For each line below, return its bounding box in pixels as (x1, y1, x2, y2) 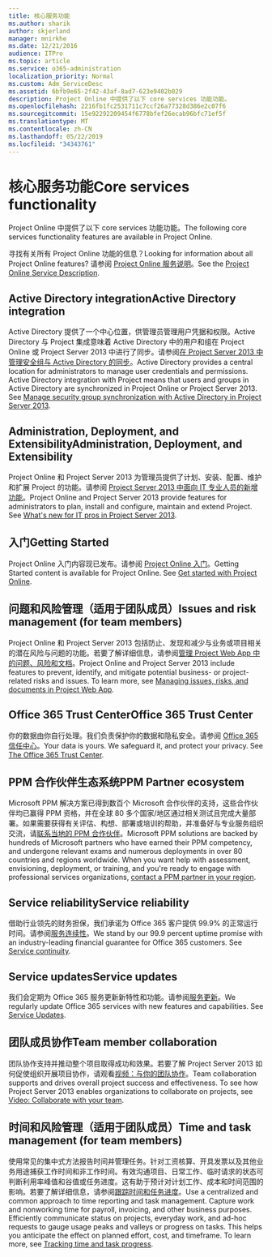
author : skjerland (8, 27, 70, 35)
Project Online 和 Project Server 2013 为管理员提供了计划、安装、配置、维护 (8, 472, 262, 483)
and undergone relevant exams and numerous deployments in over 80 (8, 847, 243, 856)
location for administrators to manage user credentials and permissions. (8, 367, 249, 376)
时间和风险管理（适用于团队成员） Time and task (8, 1121, 252, 1135)
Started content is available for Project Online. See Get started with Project (8, 568, 257, 577)
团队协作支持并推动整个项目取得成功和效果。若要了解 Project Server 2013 (8, 1058, 253, 1068)
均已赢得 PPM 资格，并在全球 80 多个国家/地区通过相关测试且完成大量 (15, 809, 249, 818)
